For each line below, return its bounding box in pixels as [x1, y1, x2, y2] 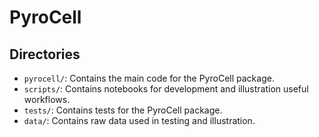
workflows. [23, 94, 71, 105]
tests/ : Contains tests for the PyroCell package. [23, 104, 223, 116]
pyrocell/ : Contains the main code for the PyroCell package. [23, 72, 275, 84]
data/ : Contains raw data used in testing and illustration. [23, 115, 256, 126]
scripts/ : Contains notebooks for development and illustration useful [23, 83, 309, 95]
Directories [9, 46, 81, 63]
